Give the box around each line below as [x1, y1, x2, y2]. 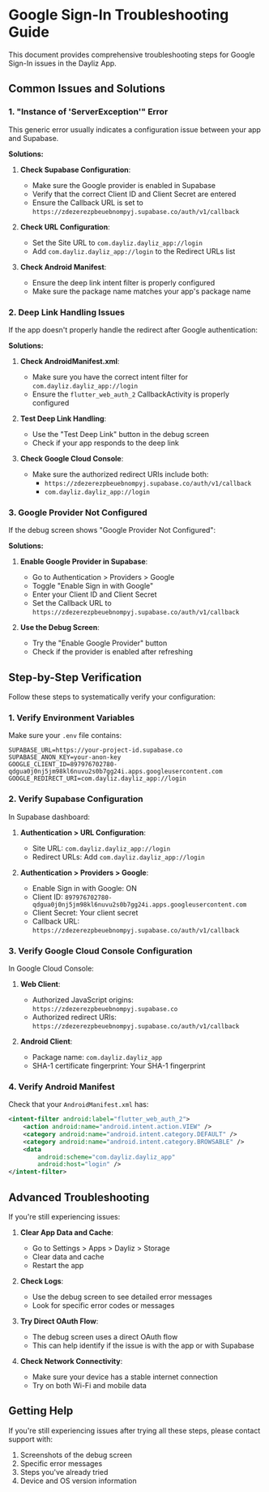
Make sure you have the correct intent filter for [32, 371, 189, 382]
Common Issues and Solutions [8, 82, 166, 96]
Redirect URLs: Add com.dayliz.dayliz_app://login [32, 851, 205, 861]
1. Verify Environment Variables [8, 712, 135, 723]
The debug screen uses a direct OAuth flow [32, 1332, 178, 1342]
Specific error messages [19, 1458, 103, 1468]
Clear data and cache [32, 1252, 105, 1262]
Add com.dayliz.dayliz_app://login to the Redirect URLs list [32, 246, 236, 256]
